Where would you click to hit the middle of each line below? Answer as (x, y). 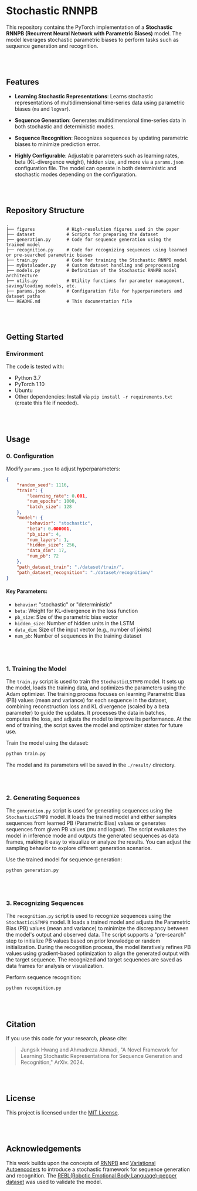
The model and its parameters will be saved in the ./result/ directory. (91, 765)
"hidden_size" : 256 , (52, 545)
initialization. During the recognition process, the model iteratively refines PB (98, 947)
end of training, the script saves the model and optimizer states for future (94, 725)
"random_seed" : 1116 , (43, 485)
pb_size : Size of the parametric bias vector (66, 617)
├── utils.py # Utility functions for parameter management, (95, 281)
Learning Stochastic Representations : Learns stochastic (84, 96)
